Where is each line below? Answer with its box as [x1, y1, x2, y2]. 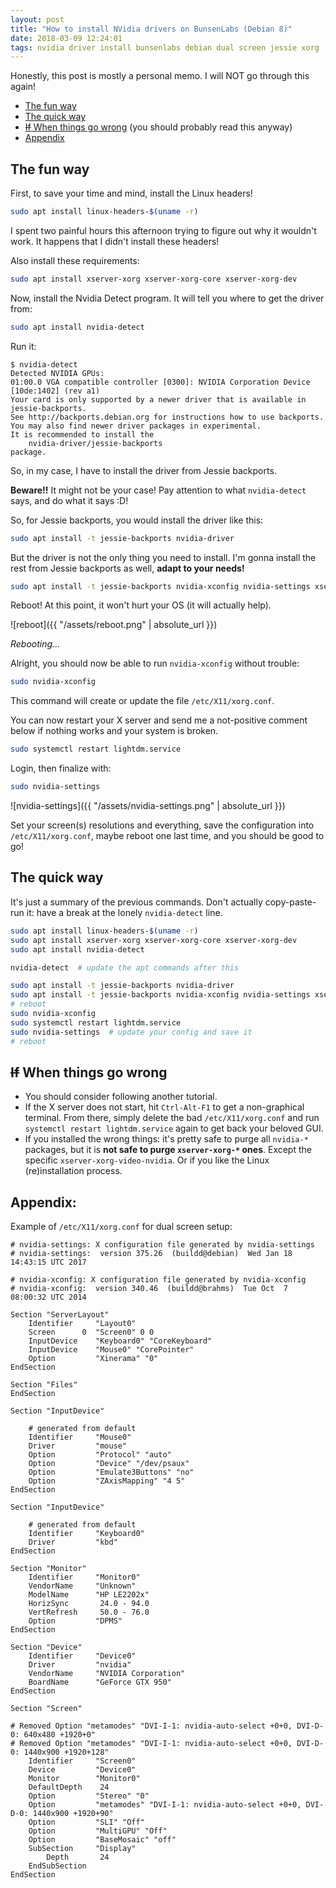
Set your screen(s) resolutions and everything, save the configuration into [10, 819, 315, 831]
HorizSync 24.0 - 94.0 [28, 1599, 150, 1609]
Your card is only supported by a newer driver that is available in [10, 394, 307, 405]
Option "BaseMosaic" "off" [28, 1835, 177, 1845]
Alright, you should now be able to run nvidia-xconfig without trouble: [10, 657, 300, 670]
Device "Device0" [28, 1765, 137, 1775]
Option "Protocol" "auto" [28, 1450, 172, 1460]
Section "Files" [10, 1380, 78, 1390]
